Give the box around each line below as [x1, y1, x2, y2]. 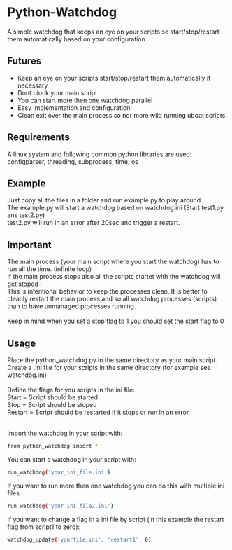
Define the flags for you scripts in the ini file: [7, 386, 135, 394]
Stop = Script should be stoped [7, 401, 97, 408]
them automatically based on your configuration [7, 34, 145, 43]
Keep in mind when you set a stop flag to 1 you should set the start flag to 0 [7, 317, 224, 326]
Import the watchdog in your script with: [7, 429, 123, 437]
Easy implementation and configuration [17, 103, 131, 112]
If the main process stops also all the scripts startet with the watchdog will [7, 273, 221, 281]
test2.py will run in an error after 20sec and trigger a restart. [7, 219, 180, 227]
